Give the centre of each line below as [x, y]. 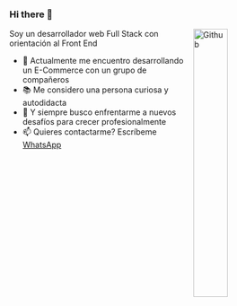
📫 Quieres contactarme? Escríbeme [89, 132]
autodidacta [44, 103]
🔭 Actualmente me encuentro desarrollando [103, 61]
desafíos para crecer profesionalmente [94, 122]
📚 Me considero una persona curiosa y [95, 90]
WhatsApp [42, 145]
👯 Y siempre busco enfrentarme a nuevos [99, 112]
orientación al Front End [53, 43]
